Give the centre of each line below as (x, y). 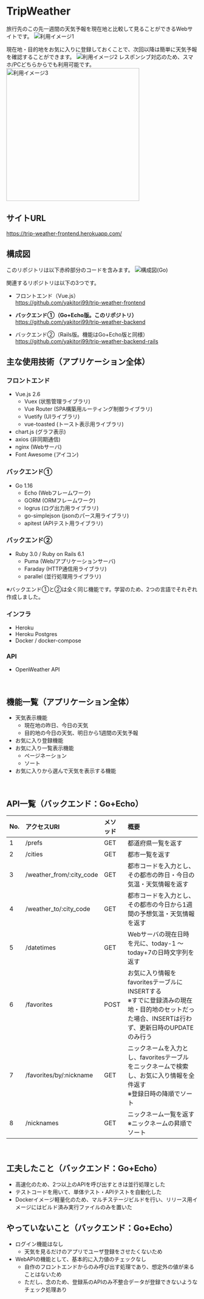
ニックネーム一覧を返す (161, 1114)
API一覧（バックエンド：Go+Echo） (75, 804)
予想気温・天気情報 (167, 914)
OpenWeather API (37, 670)
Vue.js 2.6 (28, 394)
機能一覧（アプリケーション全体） (70, 702)
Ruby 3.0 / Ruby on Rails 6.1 (49, 554)
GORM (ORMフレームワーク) (60, 500)
